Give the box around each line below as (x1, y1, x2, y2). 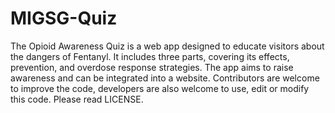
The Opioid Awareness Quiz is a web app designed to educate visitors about (10, 40, 325, 52)
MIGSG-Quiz (10, 7, 118, 30)
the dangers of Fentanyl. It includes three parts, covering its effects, (10, 50, 290, 62)
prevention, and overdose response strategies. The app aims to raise (10, 61, 294, 73)
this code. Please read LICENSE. (10, 93, 144, 105)
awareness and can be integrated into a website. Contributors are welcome (10, 72, 320, 84)
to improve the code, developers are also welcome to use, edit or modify (10, 82, 310, 94)
